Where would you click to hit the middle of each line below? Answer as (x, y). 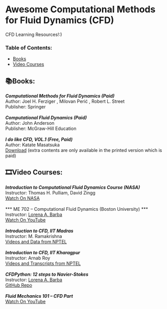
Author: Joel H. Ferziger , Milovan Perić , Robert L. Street (65, 101)
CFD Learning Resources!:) (34, 34)
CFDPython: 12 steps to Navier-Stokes (47, 274)
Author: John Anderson (30, 123)
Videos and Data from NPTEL (36, 241)
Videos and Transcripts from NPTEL (43, 263)
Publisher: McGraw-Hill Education (41, 128)
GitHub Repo (19, 285)
